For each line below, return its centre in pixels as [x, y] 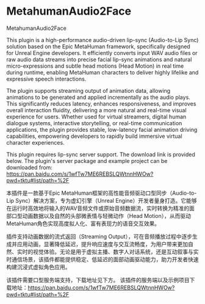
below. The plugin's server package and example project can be [87, 161]
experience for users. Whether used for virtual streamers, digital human [96, 117]
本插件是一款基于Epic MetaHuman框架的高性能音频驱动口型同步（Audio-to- [102, 193]
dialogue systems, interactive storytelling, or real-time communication [94, 123]
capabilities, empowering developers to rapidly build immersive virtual [94, 136]
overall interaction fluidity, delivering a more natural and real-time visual [97, 110]
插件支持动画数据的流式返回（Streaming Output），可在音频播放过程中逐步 [99, 236]
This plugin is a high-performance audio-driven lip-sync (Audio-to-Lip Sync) [103, 40]
